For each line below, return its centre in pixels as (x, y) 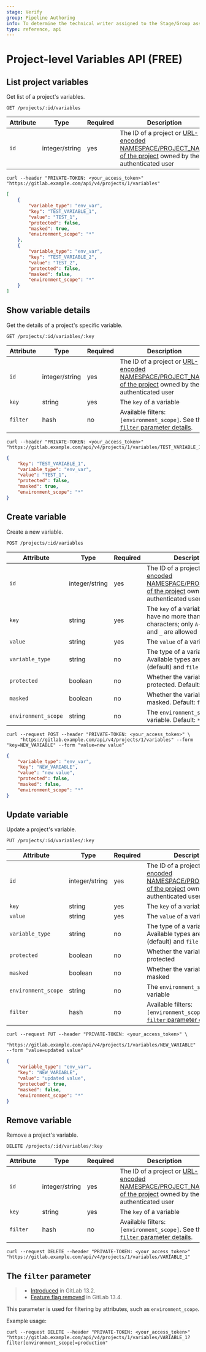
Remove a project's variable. (42, 1135)
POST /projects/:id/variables (45, 543)
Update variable (37, 815)
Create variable (36, 517)
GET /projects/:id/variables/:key (51, 336)
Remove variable (39, 1120)
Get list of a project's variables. (46, 97)
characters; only (170, 624)
